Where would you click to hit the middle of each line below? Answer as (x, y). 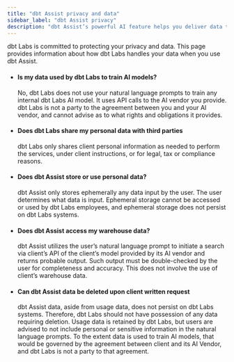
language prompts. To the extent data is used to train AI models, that (116, 337)
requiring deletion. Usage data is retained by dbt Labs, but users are (115, 322)
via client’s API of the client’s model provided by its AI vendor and (111, 253)
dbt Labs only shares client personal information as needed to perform (119, 146)
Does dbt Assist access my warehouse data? (84, 230)
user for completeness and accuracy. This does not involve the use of (117, 268)
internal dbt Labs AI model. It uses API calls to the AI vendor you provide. (122, 100)
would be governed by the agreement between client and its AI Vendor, (119, 344)
